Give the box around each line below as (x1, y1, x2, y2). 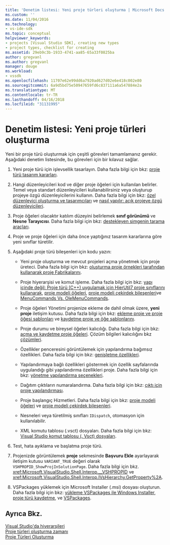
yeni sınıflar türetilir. (12, 239, 54, 245)
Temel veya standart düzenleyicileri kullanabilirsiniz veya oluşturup (12, 187, 152, 193)
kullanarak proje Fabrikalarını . (20, 269, 82, 275)
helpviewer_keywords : (5, 36, 51, 41)
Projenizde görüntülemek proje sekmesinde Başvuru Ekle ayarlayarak (12, 453, 159, 459)
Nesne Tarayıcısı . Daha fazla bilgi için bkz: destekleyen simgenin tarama (12, 219, 165, 225)
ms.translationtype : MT (5, 87, 56, 93)
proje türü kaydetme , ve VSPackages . (12, 495, 92, 501)
